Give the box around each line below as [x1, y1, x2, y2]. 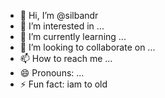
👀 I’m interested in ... [19, 20, 105, 32]
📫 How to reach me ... [19, 53, 113, 64]
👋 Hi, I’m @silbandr [19, 10, 99, 21]
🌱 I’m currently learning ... [19, 31, 127, 42]
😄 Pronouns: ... [19, 67, 85, 79]
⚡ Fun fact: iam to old [19, 78, 108, 90]
